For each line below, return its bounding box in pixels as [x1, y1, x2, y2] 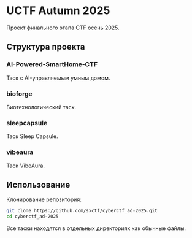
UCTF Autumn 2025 [6, 4, 110, 18]
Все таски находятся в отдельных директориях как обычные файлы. [6, 225, 186, 232]
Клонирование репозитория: [6, 196, 82, 203]
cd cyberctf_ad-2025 [6, 213, 60, 220]
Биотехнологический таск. [6, 103, 77, 110]
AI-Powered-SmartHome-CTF [6, 60, 98, 69]
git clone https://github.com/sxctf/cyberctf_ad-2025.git [6, 208, 158, 214]
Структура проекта [6, 42, 85, 52]
